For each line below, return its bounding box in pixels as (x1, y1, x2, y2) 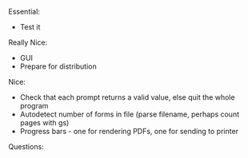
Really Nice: (8, 38, 48, 47)
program (19, 101, 49, 110)
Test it (19, 22, 41, 31)
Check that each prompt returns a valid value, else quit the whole (19, 93, 235, 102)
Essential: (8, 7, 40, 16)
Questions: (8, 142, 44, 151)
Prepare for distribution (19, 61, 98, 71)
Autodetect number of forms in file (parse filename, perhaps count (19, 109, 240, 119)
